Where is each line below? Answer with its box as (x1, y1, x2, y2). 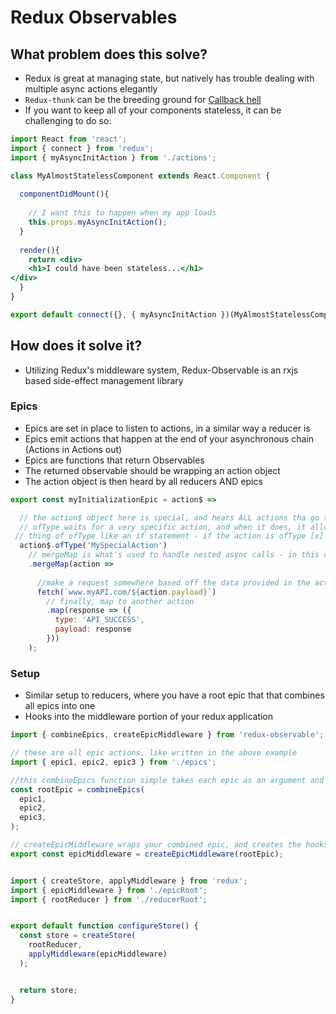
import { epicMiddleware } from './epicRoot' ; (10, 885, 208, 895)
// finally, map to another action (46, 596, 195, 606)
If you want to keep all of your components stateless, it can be (24, 104, 282, 116)
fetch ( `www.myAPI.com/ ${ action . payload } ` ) (36, 587, 217, 597)
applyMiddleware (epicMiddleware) (28, 949, 168, 960)
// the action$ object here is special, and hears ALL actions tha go (19, 512, 320, 523)
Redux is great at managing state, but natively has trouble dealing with (24, 72, 315, 84)
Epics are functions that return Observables (24, 454, 205, 466)
